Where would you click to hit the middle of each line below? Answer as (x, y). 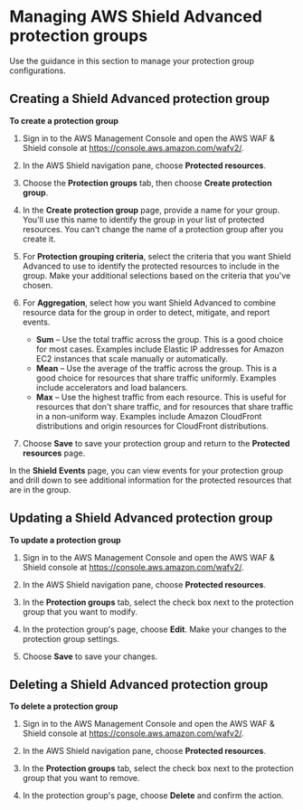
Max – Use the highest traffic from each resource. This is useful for (161, 397)
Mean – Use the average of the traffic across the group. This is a (156, 368)
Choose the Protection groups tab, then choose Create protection (147, 183)
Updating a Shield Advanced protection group (141, 518)
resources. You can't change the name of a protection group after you (153, 229)
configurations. (38, 71)
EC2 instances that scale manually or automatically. (132, 358)
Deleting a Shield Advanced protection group (139, 684)
